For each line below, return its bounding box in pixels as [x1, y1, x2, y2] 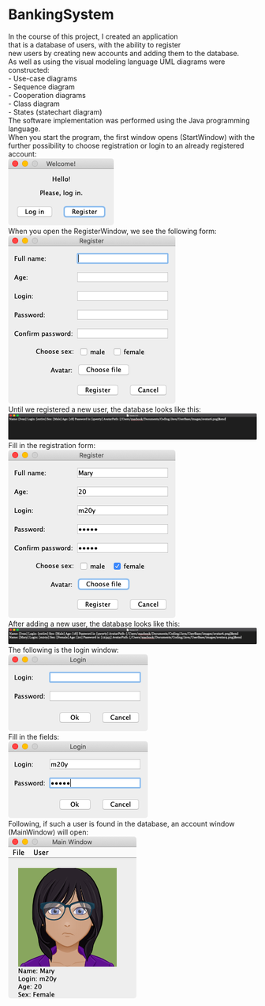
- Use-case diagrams [8, 73, 77, 83]
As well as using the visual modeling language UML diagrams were [8, 57, 226, 66]
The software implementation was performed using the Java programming [8, 115, 250, 125]
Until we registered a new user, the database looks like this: [8, 405, 201, 414]
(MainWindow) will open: [8, 827, 89, 837]
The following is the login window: [8, 645, 120, 654]
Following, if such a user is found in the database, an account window [8, 819, 235, 828]
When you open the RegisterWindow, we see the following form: [8, 226, 217, 235]
